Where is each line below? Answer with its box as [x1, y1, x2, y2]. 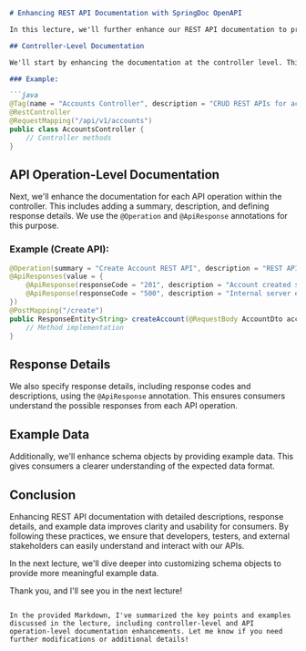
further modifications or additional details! [9, 635, 189, 644]
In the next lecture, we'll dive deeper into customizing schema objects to [9, 557, 282, 569]
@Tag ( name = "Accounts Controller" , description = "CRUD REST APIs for [9, 99, 287, 108]
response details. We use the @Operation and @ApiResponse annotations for [9, 211, 289, 222]
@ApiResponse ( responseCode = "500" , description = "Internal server [25, 289, 291, 298]
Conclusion [9, 487, 76, 502]
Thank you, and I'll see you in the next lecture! [9, 584, 183, 596]
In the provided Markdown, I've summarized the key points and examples [9, 611, 291, 620]
